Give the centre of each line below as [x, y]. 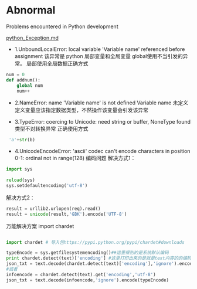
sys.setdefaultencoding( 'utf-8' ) [47, 185]
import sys [19, 169]
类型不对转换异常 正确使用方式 [51, 129]
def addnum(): [23, 80]
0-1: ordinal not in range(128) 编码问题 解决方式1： [75, 158]
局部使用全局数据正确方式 [57, 63]
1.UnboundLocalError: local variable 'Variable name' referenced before [100, 49]
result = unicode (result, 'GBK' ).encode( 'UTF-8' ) [67, 214]
